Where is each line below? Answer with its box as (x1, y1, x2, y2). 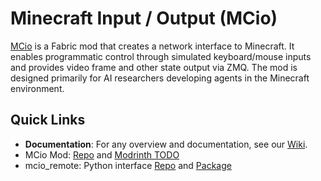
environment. (10, 82, 65, 94)
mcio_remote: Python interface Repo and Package (24, 159, 232, 171)
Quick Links (10, 112, 86, 129)
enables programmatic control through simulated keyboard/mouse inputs (10, 50, 312, 62)
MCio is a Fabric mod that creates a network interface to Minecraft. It (10, 40, 295, 52)
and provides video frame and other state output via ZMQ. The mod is (10, 61, 298, 73)
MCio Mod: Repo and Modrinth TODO (24, 148, 180, 161)
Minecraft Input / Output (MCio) (10, 7, 278, 30)
